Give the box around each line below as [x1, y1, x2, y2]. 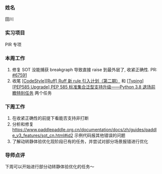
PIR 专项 [5, 41, 22, 47]
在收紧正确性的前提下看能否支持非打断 [12, 115, 89, 121]
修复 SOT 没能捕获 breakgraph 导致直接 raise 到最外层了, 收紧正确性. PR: [12, 66, 158, 72]
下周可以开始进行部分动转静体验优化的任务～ [5, 164, 95, 170]
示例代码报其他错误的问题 [74, 132, 126, 139]
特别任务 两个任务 [16, 90, 52, 95]
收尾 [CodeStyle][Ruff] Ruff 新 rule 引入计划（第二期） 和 [12, 78, 126, 83]
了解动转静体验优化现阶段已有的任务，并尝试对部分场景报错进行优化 [12, 139, 148, 144]
